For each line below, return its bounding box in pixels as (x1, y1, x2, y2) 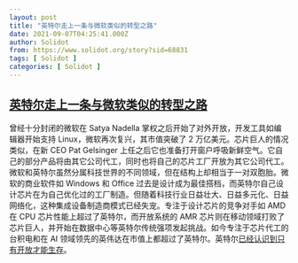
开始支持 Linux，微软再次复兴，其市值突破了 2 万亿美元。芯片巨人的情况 (24, 134, 289, 144)
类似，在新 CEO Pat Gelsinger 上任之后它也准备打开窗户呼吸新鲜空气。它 (9, 144, 276, 155)
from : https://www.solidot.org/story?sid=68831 (9, 46, 189, 55)
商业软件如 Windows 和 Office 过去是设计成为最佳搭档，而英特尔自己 (24, 178, 277, 189)
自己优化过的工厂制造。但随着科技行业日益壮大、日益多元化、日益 (47, 189, 289, 199)
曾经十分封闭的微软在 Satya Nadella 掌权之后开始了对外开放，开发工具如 (9, 122, 274, 133)
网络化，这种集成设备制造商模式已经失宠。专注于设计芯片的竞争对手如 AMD (9, 200, 286, 211)
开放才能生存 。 (16, 244, 72, 255)
